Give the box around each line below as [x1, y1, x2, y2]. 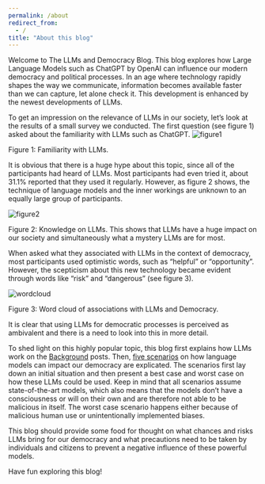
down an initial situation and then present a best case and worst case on [8, 369, 244, 379]
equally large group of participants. [8, 194, 123, 204]
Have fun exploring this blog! [8, 467, 103, 476]
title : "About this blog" [8, 33, 93, 42]
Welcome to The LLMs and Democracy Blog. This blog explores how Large [8, 55, 252, 65]
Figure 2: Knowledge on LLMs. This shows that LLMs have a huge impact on [8, 225, 257, 234]
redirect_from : [8, 19, 59, 27]
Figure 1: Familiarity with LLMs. [8, 145, 109, 154]
